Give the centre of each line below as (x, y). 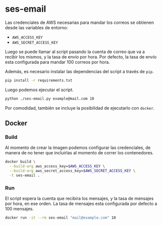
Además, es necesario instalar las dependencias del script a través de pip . (80, 71)
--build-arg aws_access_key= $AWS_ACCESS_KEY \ (57, 167)
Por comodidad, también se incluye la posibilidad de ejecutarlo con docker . (80, 108)
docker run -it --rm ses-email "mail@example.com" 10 (61, 218)
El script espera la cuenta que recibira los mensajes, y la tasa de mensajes (79, 199)
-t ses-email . (25, 175)
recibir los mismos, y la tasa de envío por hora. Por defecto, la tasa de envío (81, 56)
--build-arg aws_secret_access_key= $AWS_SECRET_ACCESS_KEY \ (73, 171)
